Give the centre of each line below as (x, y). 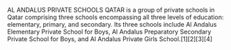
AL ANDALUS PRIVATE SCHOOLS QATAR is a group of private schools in (111, 10)
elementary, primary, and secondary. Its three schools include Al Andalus (112, 24)
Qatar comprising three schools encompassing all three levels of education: (115, 17)
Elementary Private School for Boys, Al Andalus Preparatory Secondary (109, 32)
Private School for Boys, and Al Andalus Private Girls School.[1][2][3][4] (110, 39)
